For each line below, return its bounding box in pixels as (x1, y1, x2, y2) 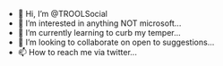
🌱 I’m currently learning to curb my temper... (17, 28, 181, 37)
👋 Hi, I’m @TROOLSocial (17, 9, 107, 19)
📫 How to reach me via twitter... (17, 47, 137, 57)
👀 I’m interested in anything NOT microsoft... (17, 18, 182, 29)
